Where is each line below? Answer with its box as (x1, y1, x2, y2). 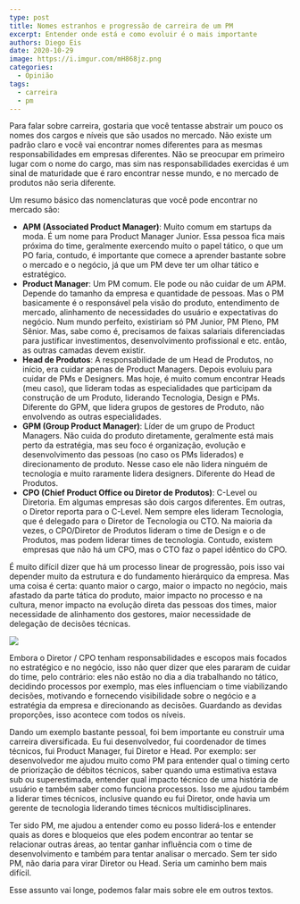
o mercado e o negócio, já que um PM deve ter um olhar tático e (21, 260, 259, 271)
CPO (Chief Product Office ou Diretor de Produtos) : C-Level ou (21, 488, 257, 498)
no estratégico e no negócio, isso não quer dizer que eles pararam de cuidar (9, 662, 291, 673)
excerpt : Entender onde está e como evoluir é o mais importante (9, 29, 257, 38)
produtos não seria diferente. (9, 178, 116, 188)
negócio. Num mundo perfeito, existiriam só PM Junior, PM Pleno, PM (21, 316, 279, 327)
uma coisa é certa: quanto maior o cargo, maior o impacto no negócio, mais (9, 581, 287, 591)
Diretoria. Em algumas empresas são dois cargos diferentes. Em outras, (21, 497, 286, 507)
